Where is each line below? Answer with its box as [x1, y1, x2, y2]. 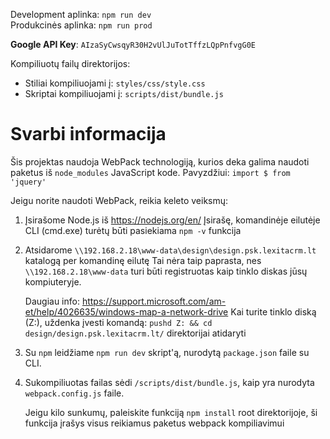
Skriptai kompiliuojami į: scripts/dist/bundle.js [24, 88, 224, 99]
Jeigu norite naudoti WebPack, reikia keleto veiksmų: [10, 194, 229, 206]
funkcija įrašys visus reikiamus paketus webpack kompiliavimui [24, 417, 285, 429]
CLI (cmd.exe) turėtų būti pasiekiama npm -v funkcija [24, 224, 242, 236]
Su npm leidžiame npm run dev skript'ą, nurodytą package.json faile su [24, 346, 310, 358]
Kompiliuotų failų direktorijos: [10, 58, 131, 69]
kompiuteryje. [24, 275, 82, 288]
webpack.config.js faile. [24, 387, 125, 399]
